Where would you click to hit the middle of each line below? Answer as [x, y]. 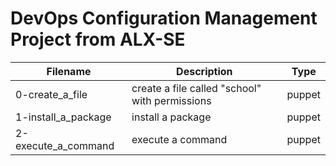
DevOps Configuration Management [164, 18]
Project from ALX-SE [98, 39]
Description [204, 71]
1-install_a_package [63, 117]
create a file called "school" [196, 88]
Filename [69, 71]
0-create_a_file [51, 94]
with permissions [171, 100]
